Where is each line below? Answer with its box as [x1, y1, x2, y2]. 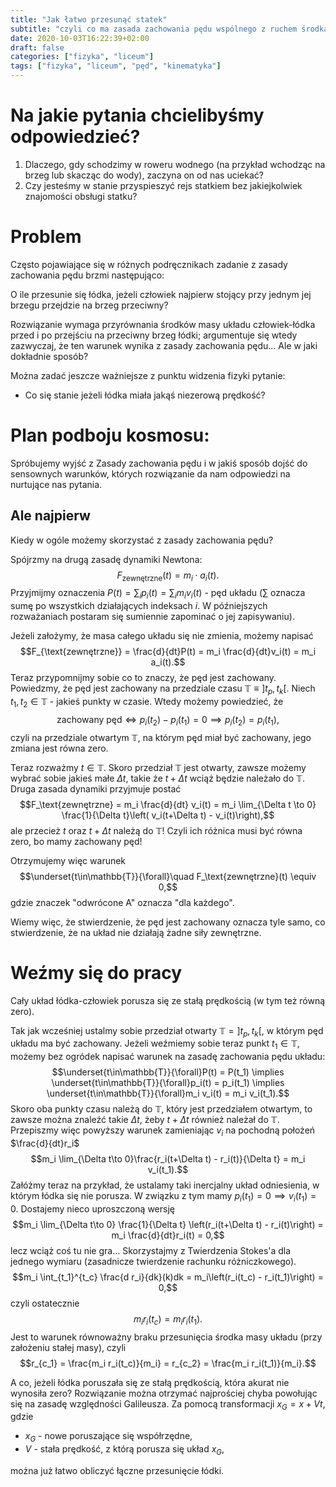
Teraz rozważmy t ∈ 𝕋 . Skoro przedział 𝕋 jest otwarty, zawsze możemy [10, 761, 307, 773]
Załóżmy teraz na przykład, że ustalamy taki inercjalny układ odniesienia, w [10, 1179, 320, 1191]
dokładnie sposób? [10, 350, 89, 362]
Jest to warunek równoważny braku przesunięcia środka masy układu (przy [10, 1331, 323, 1343]
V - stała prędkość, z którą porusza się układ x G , [24, 1443, 225, 1457]
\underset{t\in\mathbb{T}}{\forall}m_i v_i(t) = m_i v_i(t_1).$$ [46, 1087, 290, 1100]
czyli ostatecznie [10, 1297, 80, 1309]
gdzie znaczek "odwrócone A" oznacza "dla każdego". [10, 896, 235, 908]
